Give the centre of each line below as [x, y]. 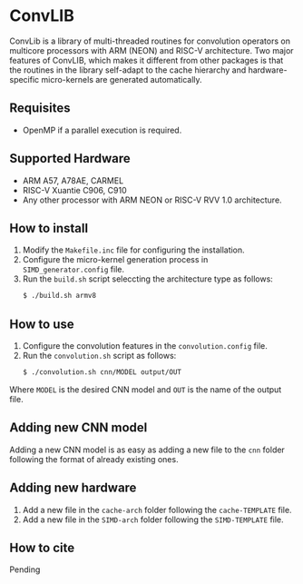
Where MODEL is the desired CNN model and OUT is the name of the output [146, 389]
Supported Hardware [70, 158]
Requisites [40, 109]
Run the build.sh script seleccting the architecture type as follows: [148, 279]
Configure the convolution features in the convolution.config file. [145, 346]
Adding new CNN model [78, 428]
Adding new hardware [73, 488]
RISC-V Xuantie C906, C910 [74, 190]
